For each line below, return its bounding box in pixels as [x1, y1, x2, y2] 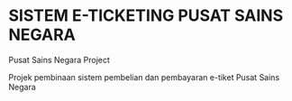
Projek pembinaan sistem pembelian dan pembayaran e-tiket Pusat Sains [8, 71, 280, 82]
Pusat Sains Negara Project [8, 54, 110, 65]
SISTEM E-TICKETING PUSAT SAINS [8, 5, 284, 26]
